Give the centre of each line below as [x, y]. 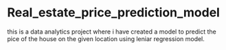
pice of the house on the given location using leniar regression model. [106, 38]
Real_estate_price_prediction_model [113, 13]
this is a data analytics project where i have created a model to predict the [112, 32]
